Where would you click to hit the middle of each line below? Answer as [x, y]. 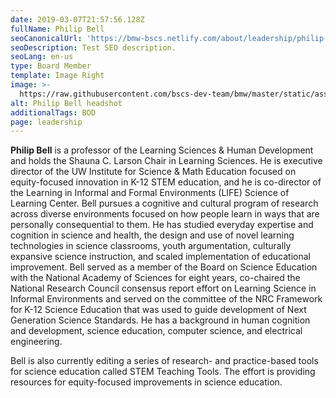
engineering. [36, 342]
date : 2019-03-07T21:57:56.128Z [77, 19]
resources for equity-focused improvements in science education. [146, 382]
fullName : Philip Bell [57, 29]
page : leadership [46, 122]
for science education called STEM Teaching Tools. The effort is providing [163, 372]
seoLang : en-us [42, 57]
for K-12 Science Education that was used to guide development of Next [158, 310]
